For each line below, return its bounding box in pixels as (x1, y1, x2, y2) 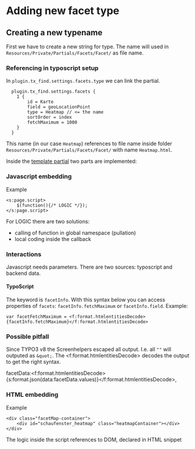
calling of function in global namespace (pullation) (14, 229, 136, 236)
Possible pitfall (6, 333, 49, 341)
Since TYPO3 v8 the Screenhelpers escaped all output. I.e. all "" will (6, 346, 172, 353)
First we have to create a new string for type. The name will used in (6, 43, 169, 50)
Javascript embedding (6, 172, 72, 180)
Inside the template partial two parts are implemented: (6, 158, 137, 165)
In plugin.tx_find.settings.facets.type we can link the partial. (6, 78, 160, 85)
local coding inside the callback (14, 235, 92, 242)
